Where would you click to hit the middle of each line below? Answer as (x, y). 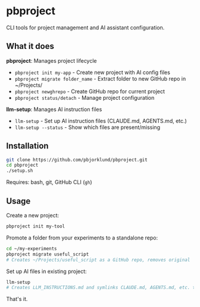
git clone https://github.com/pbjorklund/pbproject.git (77, 159)
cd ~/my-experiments (32, 248)
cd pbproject (22, 165)
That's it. (17, 299)
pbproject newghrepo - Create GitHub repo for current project (90, 91)
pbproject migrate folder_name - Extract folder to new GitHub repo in (100, 78)
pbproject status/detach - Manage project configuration (85, 97)
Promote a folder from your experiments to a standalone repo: (82, 238)
